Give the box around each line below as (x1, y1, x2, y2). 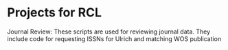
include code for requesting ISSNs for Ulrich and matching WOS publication (7, 34, 222, 42)
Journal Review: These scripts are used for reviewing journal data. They (7, 27, 211, 36)
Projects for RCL (7, 5, 102, 21)
